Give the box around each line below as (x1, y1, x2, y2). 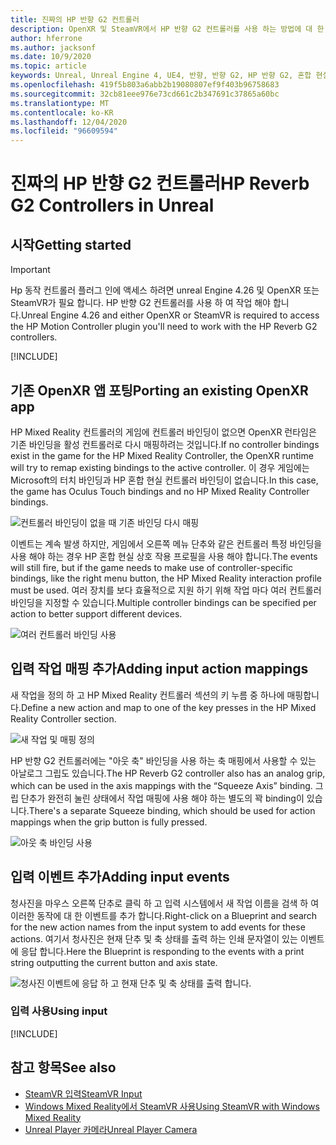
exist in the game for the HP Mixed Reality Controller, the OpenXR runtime (10, 449, 314, 461)
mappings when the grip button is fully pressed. (10, 816, 208, 828)
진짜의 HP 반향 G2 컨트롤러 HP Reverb (10, 172, 310, 195)
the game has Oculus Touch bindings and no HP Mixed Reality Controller (10, 485, 310, 497)
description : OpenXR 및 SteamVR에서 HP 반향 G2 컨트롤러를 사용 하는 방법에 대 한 (10, 24, 325, 34)
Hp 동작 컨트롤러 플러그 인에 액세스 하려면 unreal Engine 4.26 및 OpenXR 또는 (10, 284, 320, 296)
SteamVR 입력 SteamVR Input (24, 1087, 143, 1100)
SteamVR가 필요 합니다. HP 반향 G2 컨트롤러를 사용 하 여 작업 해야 (10, 297, 271, 309)
